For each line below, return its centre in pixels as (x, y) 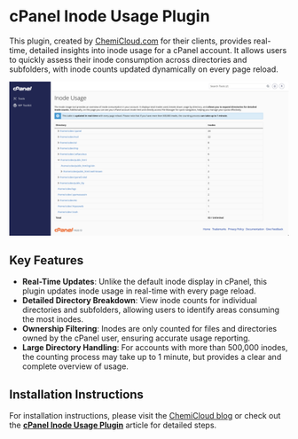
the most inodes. (53, 319)
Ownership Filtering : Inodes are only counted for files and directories (149, 329)
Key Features (47, 260)
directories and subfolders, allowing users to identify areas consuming (151, 310)
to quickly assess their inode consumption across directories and (128, 59)
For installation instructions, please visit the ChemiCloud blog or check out (145, 416)
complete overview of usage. (75, 366)
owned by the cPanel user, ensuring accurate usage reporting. (136, 338)
